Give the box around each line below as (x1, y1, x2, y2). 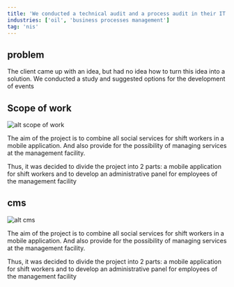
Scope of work (7, 102, 72, 114)
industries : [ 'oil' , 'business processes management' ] (7, 17, 170, 24)
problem (7, 49, 45, 60)
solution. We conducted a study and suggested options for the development (7, 74, 226, 83)
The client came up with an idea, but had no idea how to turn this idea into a (7, 67, 225, 76)
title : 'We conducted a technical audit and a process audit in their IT (7, 10, 226, 17)
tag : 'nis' (7, 23, 39, 30)
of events (7, 82, 35, 90)
